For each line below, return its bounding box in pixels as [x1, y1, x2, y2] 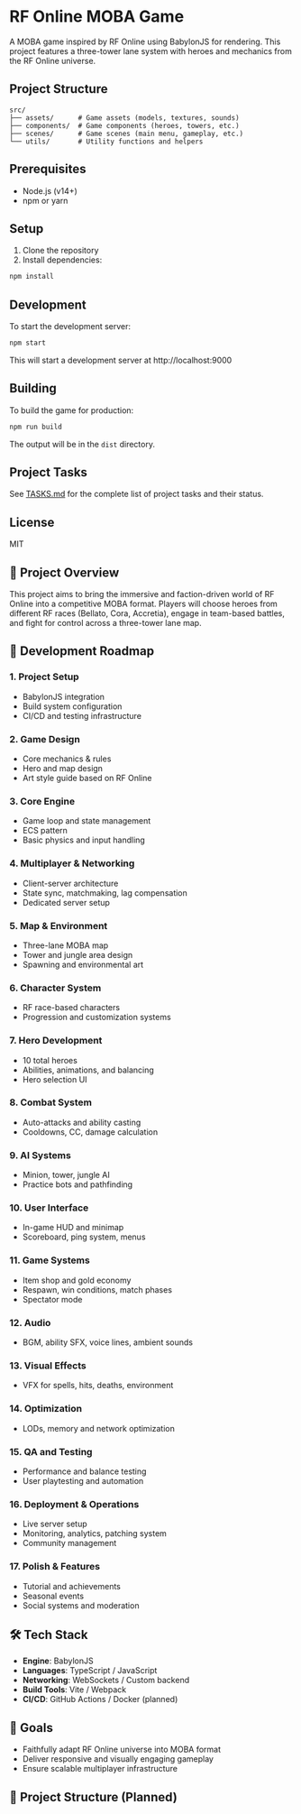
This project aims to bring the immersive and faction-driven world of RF [9, 589, 275, 600]
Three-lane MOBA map [22, 940, 109, 951]
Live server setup [22, 1518, 87, 1530]
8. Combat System [9, 1096, 93, 1109]
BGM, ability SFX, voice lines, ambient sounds [22, 1337, 194, 1348]
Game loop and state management [22, 815, 151, 826]
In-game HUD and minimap [22, 1222, 124, 1233]
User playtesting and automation [22, 1475, 144, 1486]
